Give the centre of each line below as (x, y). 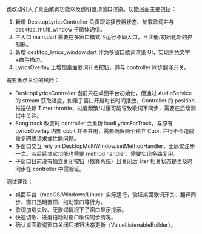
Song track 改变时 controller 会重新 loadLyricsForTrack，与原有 (94, 123)
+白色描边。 (30, 60)
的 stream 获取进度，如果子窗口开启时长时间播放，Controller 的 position (105, 101)
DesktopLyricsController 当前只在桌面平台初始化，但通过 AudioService (103, 93)
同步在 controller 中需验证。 (50, 169)
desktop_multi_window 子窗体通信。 (60, 29)
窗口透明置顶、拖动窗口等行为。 (66, 202)
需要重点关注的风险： (33, 80)
